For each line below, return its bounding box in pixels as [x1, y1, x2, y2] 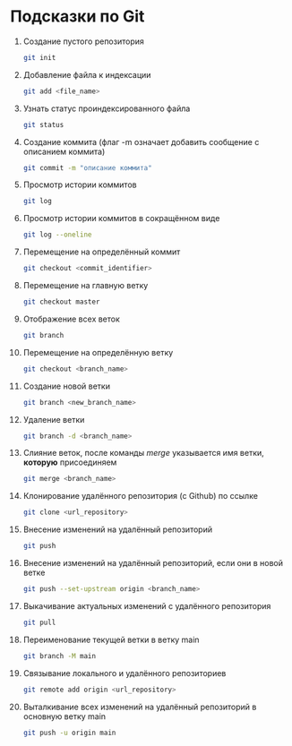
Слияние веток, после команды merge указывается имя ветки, [22, 448, 265, 459]
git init [22, 53, 56, 62]
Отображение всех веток [22, 313, 120, 324]
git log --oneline [22, 230, 92, 239]
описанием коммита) [22, 146, 106, 157]
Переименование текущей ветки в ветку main [22, 634, 200, 645]
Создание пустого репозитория [22, 36, 144, 47]
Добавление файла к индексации [22, 69, 151, 80]
